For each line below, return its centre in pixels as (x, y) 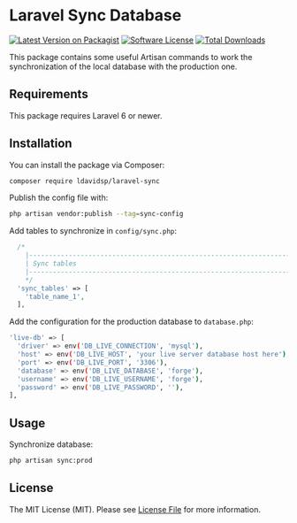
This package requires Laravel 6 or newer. (86, 115)
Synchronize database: (51, 444)
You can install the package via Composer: (87, 165)
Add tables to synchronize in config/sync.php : (93, 231)
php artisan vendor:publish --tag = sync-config (96, 214)
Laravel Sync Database (95, 15)
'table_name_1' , (55, 296)
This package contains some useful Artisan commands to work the (131, 57)
